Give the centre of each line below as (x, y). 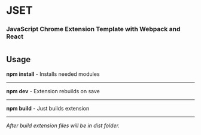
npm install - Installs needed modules (53, 74)
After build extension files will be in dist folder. (63, 125)
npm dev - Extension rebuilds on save (53, 91)
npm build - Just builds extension (48, 108)
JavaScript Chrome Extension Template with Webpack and (93, 29)
